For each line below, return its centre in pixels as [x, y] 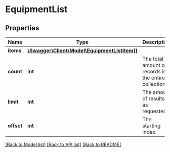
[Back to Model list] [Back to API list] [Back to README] [63, 144]
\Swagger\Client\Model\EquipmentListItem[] [82, 50]
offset [15, 126]
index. [150, 132]
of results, [154, 98]
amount [152, 65]
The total [153, 59]
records [152, 71]
